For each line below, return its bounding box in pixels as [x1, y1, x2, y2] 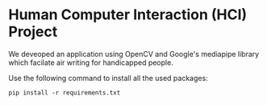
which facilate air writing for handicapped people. [8, 58, 173, 67]
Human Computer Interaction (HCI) [8, 6, 248, 24]
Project [8, 22, 58, 41]
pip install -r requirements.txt [8, 88, 121, 97]
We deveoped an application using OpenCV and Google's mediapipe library [8, 49, 260, 59]
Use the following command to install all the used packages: [8, 73, 208, 83]
